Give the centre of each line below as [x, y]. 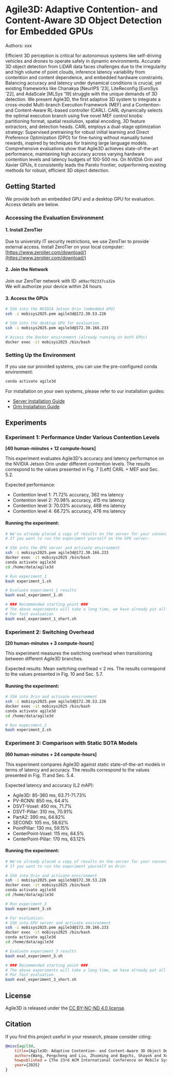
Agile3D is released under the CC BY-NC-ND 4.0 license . [65, 1008]
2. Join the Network [27, 270]
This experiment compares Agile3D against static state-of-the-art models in [85, 764]
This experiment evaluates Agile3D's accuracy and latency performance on [85, 458]
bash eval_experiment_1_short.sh [41, 619]
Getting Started [30, 186]
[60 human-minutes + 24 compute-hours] [51, 754]
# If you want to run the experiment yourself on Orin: [66, 866]
